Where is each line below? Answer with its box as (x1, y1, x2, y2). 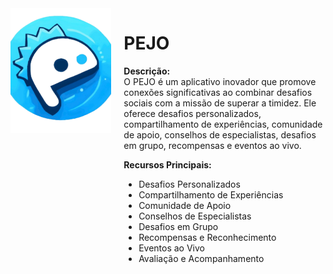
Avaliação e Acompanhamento (138, 252, 265, 264)
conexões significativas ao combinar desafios (123, 86, 313, 98)
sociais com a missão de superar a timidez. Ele (123, 97, 317, 109)
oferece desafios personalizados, (123, 107, 262, 119)
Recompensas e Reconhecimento (138, 231, 277, 243)
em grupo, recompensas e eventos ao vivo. (123, 139, 302, 151)
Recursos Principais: (123, 158, 212, 171)
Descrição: (123, 65, 171, 77)
